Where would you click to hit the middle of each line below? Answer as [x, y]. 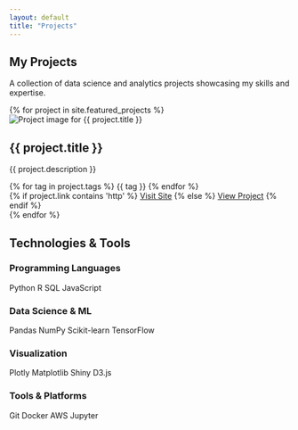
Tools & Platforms [48, 396]
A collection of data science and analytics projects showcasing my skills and [149, 83]
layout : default [39, 17]
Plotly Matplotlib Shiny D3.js [60, 373]
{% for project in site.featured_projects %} [87, 110]
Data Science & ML [51, 310]
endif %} [25, 205]
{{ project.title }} [56, 148]
